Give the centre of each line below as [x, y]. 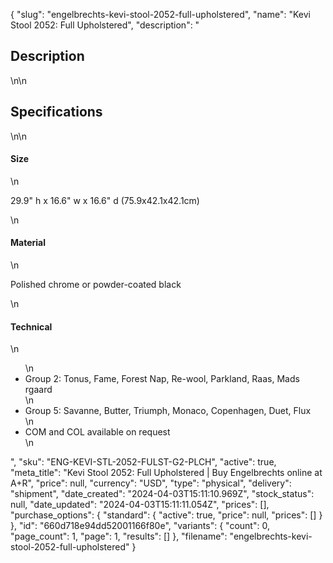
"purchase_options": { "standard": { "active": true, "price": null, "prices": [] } [166, 515]
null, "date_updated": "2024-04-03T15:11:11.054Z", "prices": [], [140, 505]
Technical [31, 326]
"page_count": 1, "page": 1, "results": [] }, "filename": [119, 536]
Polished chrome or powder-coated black [96, 285]
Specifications [56, 112]
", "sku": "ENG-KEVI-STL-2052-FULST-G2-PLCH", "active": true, [143, 462]
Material [28, 243]
